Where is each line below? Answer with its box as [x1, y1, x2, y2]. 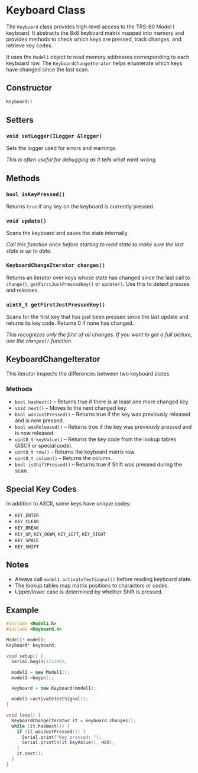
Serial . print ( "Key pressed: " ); [21, 734, 102, 740]
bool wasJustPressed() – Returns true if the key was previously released [14, 411, 191, 418]
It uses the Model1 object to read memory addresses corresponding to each [6, 53, 190, 60]
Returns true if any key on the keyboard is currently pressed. [6, 203, 155, 210]
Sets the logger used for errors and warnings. [6, 145, 117, 152]
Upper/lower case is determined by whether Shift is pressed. [14, 588, 163, 595]
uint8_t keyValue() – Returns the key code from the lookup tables [14, 436, 176, 443]
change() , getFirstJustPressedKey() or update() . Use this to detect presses [6, 280, 190, 287]
